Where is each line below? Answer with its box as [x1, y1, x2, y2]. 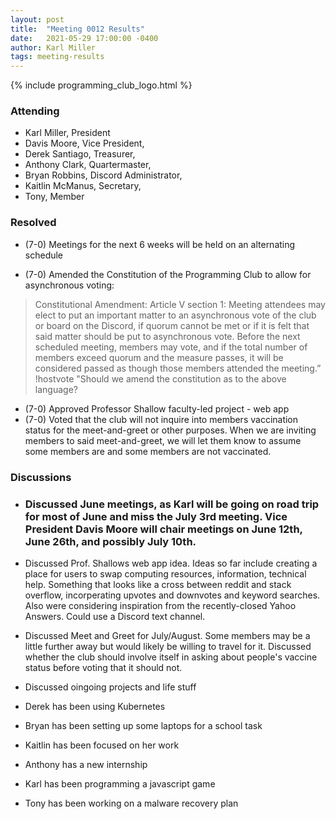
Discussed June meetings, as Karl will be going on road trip [24, 497, 320, 511]
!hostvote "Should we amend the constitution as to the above [34, 372, 287, 385]
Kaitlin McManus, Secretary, [24, 180, 142, 192]
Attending [10, 104, 60, 118]
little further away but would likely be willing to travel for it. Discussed [24, 640, 312, 652]
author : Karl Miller [10, 42, 97, 53]
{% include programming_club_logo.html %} [10, 79, 193, 91]
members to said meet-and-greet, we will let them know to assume [24, 434, 302, 446]
